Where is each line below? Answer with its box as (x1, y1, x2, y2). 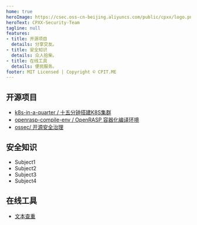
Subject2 (14, 164, 37, 171)
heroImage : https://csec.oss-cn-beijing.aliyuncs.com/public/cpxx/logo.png (6, 14, 195, 20)
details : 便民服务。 (11, 63, 57, 70)
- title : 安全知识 (6, 47, 48, 53)
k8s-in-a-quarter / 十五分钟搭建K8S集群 (14, 109, 111, 116)
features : (6, 31, 30, 37)
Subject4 (14, 177, 37, 184)
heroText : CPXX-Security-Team (6, 19, 80, 25)
